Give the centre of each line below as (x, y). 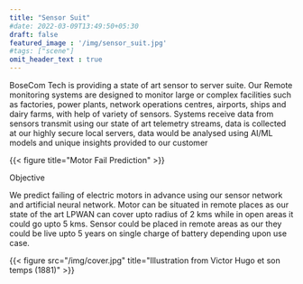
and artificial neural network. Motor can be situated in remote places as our (149, 205)
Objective (27, 178)
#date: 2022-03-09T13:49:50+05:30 (74, 26)
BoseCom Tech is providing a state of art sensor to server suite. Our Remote (151, 85)
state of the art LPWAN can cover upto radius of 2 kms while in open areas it (151, 214)
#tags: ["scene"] (42, 51)
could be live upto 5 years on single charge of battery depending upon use (148, 234)
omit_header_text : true (56, 60)
